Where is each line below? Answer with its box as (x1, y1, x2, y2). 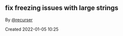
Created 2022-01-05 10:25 (5, 26, 59, 32)
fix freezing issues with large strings (5, 4, 119, 12)
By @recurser (5, 17, 33, 22)
